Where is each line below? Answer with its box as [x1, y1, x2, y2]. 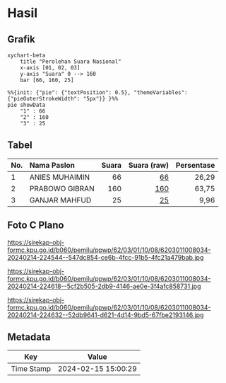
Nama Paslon [29, 160, 76, 170]
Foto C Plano [7, 219, 64, 231]
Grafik [7, 33, 35, 45]
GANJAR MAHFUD [29, 195, 92, 205]
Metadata [7, 331, 51, 343]
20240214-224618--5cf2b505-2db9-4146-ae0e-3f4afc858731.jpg [7, 282, 201, 290]
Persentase [175, 160, 215, 170]
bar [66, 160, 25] [20, 76, 74, 84]
